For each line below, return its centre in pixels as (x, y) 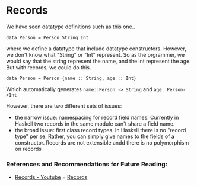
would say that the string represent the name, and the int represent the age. (99, 61)
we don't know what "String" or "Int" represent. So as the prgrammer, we (96, 54)
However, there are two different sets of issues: (64, 106)
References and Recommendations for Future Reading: (87, 164)
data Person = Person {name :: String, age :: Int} (71, 78)
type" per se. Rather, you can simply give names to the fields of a (95, 136)
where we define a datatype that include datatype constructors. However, (96, 49)
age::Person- (169, 89)
